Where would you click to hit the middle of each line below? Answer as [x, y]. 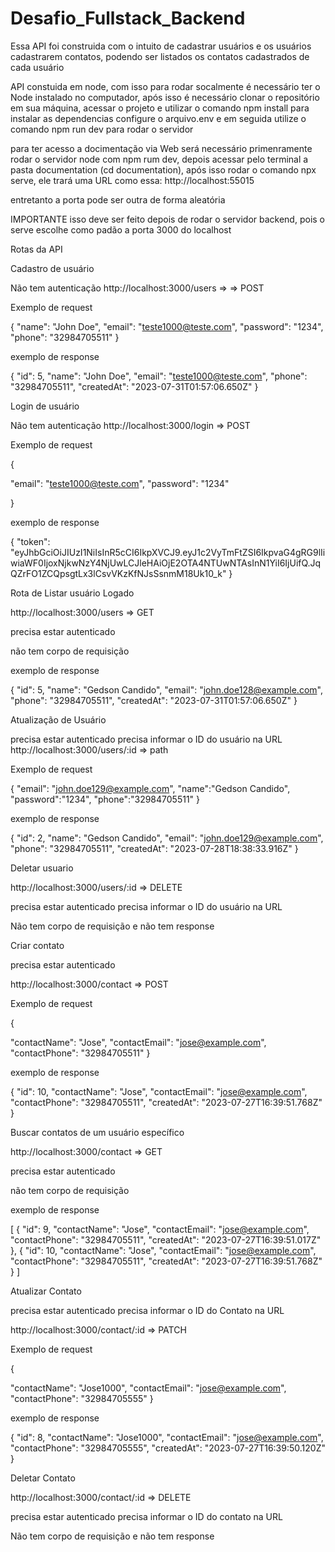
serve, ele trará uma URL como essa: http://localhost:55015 [132, 180]
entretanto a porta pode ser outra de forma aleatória [118, 199]
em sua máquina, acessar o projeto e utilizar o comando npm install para [160, 108]
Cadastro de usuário [52, 268]
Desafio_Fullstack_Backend [128, 18]
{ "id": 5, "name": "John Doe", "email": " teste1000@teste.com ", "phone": [159, 376]
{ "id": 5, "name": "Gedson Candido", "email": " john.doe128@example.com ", [166, 689]
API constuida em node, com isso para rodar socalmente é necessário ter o [165, 86]
